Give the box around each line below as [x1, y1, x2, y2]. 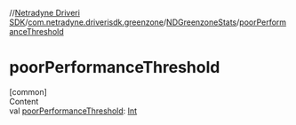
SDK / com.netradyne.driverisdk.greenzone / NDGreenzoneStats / [9, 17, 240, 27]
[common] [9, 86, 47, 97]
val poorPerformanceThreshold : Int [9, 105, 138, 116]
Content [9, 96, 39, 106]
